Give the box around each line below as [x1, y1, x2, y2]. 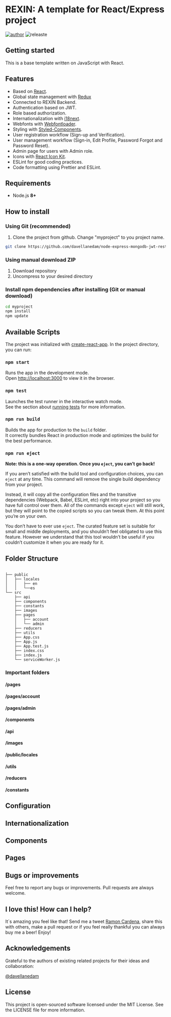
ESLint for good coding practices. [12, 158, 83, 165]
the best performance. [5, 437, 52, 444]
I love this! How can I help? [5, 905, 92, 913]
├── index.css [14, 648, 44, 653]
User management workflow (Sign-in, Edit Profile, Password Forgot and [12, 137, 163, 143]
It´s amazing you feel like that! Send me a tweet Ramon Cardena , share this [5, 918, 163, 924]
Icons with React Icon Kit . [12, 153, 66, 159]
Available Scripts [5, 328, 60, 336]
